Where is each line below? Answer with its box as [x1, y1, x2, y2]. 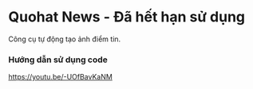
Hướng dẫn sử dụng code [8, 54, 108, 65]
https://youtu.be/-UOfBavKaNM [8, 72, 113, 82]
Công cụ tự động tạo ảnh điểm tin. [8, 34, 121, 44]
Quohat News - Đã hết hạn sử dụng [8, 8, 246, 26]
